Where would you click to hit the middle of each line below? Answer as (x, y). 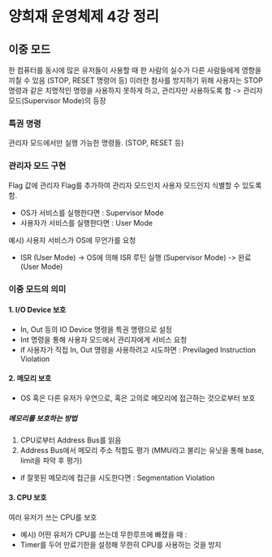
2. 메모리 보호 (30, 378)
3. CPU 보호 (28, 498)
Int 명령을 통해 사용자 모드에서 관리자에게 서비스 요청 (104, 339)
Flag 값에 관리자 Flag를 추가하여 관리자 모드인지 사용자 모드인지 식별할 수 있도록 (135, 185)
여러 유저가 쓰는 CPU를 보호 (53, 517)
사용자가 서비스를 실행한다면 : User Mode (86, 222)
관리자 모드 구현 (37, 166)
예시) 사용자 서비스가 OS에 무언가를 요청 (72, 240)
